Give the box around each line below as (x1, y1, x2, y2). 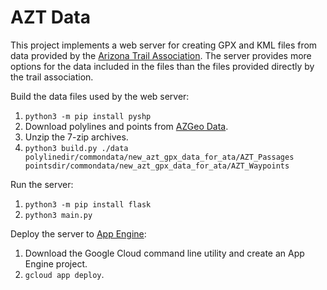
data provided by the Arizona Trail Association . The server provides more (10, 49, 312, 61)
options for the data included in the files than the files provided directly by (10, 60, 315, 72)
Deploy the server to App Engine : (10, 227, 147, 240)
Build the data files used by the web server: (10, 90, 190, 102)
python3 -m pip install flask (24, 199, 152, 210)
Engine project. (24, 257, 88, 270)
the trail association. (10, 71, 94, 83)
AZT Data (10, 6, 91, 29)
